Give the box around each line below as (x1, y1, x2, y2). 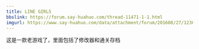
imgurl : (6, 19, 25, 25)
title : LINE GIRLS (6, 8, 52, 15)
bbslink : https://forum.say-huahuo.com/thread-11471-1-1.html (6, 14, 163, 20)
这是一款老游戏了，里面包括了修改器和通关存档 (6, 37, 120, 44)
